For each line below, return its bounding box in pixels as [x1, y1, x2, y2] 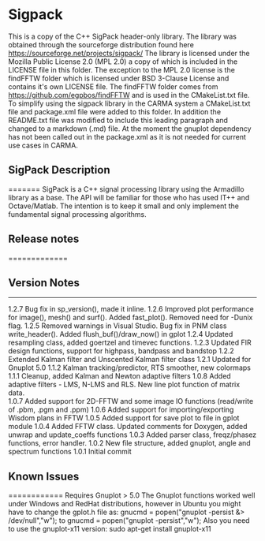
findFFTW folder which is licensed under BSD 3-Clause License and [8, 73, 230, 83]
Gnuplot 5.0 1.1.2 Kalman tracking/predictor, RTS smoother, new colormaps [8, 363, 251, 372]
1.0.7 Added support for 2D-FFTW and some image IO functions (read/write [8, 397, 254, 406]
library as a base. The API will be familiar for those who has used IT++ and [8, 192, 250, 202]
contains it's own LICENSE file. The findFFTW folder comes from [8, 81, 218, 91]
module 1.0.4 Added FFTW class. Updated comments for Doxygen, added [8, 422, 248, 431]
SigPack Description [8, 163, 110, 177]
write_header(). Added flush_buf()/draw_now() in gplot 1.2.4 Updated [8, 330, 233, 339]
